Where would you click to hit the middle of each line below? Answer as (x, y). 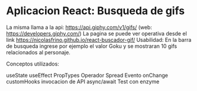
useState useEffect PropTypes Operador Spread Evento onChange (87, 75)
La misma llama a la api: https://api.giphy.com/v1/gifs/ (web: (79, 27)
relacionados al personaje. (38, 52)
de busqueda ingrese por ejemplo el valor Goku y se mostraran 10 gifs (92, 46)
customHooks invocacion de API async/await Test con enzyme (83, 82)
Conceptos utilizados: (33, 64)
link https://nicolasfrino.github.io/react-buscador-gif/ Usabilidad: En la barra (99, 40)
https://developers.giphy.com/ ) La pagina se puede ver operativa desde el (97, 33)
